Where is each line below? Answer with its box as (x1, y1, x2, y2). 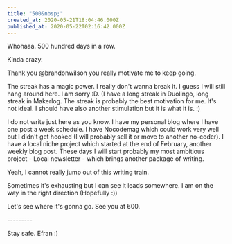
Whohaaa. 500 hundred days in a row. (7, 42, 116, 51)
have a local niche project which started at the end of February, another (7, 140, 212, 148)
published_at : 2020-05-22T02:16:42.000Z (7, 23, 126, 30)
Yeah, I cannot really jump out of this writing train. (7, 168, 149, 177)
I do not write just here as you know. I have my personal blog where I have (7, 118, 219, 126)
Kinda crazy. (7, 55, 43, 64)
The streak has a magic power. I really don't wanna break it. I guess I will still (7, 82, 226, 91)
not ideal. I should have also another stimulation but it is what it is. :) (7, 105, 201, 113)
